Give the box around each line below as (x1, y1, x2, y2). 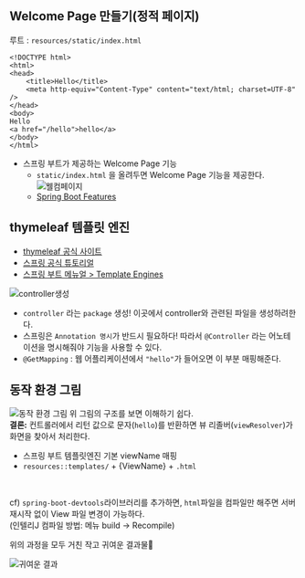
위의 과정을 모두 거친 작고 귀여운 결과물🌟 (9, 540, 153, 551)
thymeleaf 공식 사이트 (22, 246, 102, 257)
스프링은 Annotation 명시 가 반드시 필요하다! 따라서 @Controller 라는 (22, 330, 267, 341)
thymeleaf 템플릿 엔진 (9, 220, 131, 236)
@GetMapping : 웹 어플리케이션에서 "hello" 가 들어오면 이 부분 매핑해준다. (22, 352, 281, 363)
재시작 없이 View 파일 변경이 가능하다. (9, 509, 145, 520)
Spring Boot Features (36, 191, 117, 202)
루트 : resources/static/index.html (9, 35, 142, 46)
